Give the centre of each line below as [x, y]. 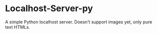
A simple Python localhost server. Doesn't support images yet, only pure [79, 22]
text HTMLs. [18, 27]
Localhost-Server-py [49, 8]
